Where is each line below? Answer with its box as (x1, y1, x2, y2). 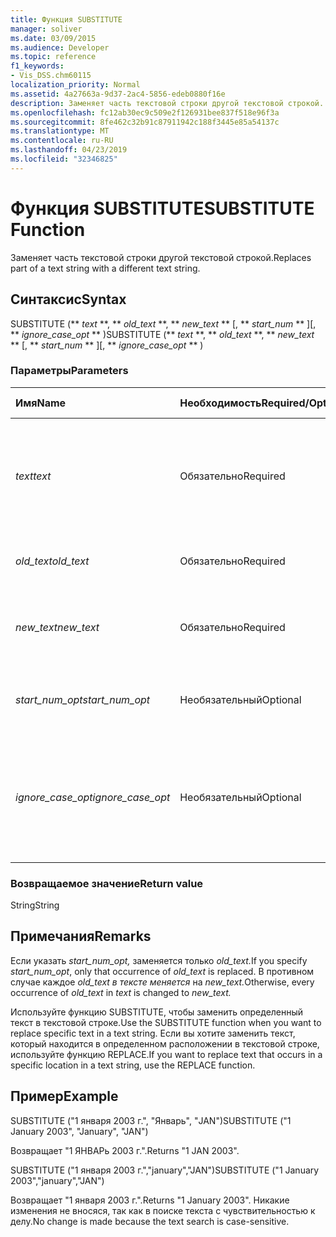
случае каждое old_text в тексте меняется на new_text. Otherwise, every (10, 976, 315, 988)
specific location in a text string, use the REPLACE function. (10, 1059, 256, 1071)
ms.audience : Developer (10, 42, 110, 53)
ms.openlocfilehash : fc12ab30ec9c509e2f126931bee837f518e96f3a (10, 107, 280, 118)
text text (15, 469, 52, 483)
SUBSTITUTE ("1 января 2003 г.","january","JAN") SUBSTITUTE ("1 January (10, 1164, 320, 1176)
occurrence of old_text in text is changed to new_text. (10, 986, 232, 998)
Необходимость (179, 396, 262, 410)
